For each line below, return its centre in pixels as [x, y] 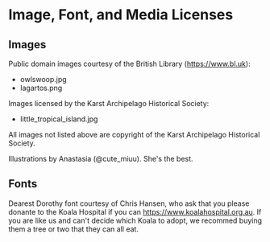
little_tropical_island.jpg [59, 119]
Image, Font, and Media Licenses [121, 15]
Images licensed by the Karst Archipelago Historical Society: [109, 103]
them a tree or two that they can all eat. [74, 229]
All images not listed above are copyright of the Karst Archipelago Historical [134, 135]
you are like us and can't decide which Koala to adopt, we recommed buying [135, 220]
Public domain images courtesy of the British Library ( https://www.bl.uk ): [130, 64]
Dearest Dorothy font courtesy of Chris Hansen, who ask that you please [129, 203]
